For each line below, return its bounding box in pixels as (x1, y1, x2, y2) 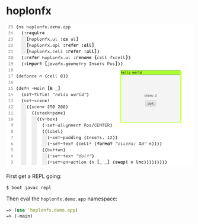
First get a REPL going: (6, 173, 62, 180)
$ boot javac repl (6, 184, 52, 190)
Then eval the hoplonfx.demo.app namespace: (6, 195, 117, 202)
